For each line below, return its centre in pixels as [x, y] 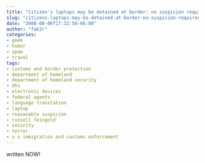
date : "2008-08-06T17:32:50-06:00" [52, 23]
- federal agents [28, 97]
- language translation [37, 103]
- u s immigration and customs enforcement [63, 137]
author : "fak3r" [27, 29]
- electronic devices [34, 92]
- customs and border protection [49, 69]
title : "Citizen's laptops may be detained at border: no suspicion [95, 12]
